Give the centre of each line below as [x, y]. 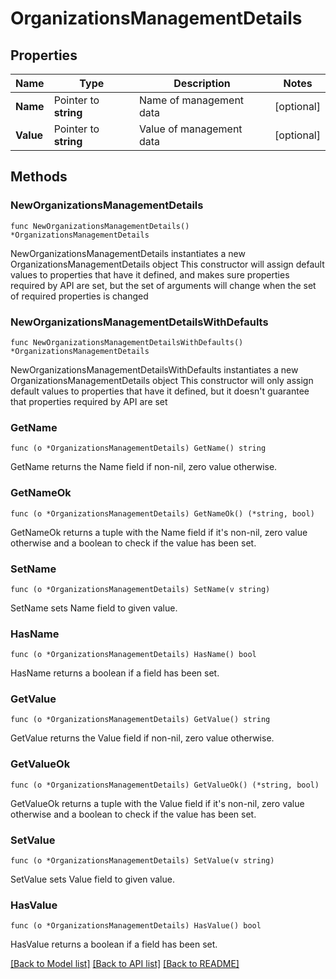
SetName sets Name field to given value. [94, 608]
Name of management [191, 100]
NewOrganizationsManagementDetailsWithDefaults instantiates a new [154, 369]
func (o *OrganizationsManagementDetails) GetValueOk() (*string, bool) [165, 785]
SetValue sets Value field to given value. [92, 879]
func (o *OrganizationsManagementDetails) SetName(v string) [140, 589]
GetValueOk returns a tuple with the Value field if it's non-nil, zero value [157, 803]
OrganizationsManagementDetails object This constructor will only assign [162, 380]
